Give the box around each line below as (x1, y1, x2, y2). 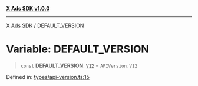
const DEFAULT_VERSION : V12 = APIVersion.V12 (20, 62, 137, 69)
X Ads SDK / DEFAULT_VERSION (6, 22, 84, 29)
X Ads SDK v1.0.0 (6, 5, 50, 12)
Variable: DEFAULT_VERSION (6, 42, 149, 56)
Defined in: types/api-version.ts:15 (6, 73, 90, 80)
